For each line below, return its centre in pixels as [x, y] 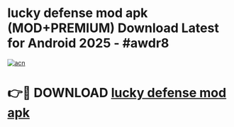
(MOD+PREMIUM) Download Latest [113, 28]
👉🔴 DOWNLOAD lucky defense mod [117, 93]
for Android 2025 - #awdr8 [88, 43]
